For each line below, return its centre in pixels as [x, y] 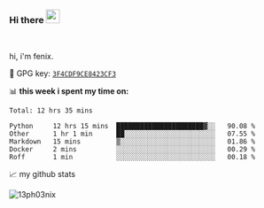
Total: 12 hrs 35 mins [51, 111]
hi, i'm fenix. [31, 57]
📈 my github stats [43, 174]
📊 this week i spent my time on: [69, 91]
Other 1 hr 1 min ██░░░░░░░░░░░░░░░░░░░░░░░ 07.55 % [132, 134]
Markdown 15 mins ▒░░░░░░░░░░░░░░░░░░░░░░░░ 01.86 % [132, 142]
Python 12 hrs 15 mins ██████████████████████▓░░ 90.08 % [132, 127]
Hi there [27, 19]
